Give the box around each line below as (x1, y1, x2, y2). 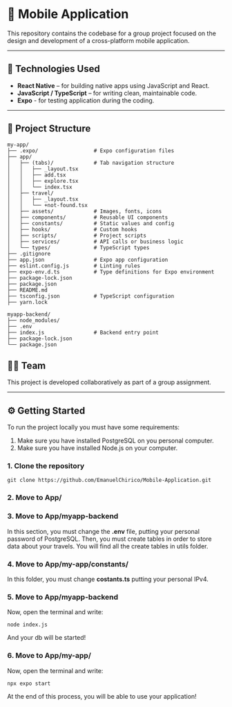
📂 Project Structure (7, 123, 91, 134)
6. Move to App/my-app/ (7, 651, 91, 661)
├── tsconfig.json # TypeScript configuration (7, 292, 175, 300)
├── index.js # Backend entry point (7, 329, 159, 336)
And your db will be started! (7, 634, 86, 642)
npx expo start (7, 680, 51, 687)
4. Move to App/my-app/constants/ (7, 559, 129, 569)
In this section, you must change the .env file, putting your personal (7, 527, 200, 535)
